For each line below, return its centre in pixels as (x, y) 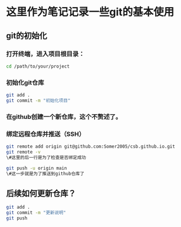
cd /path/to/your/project (38, 66)
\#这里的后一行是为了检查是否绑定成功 (46, 157)
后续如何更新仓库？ (41, 193)
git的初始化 (27, 36)
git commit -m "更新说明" (36, 213)
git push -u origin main (37, 168)
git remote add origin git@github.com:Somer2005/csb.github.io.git (91, 147)
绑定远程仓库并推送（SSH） (46, 134)
